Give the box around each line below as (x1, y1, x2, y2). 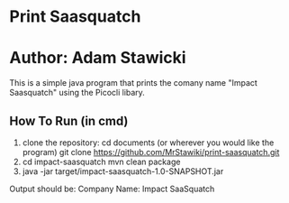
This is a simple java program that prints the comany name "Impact (9, 78, 258, 88)
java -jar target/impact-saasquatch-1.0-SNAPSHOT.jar (22, 165, 224, 177)
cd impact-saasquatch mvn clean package (22, 156, 181, 167)
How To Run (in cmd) (9, 113, 129, 128)
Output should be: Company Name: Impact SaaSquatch (9, 183, 215, 194)
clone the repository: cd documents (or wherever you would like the (22, 137, 275, 148)
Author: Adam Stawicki (9, 48, 186, 69)
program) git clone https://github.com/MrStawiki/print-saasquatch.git (22, 146, 280, 157)
